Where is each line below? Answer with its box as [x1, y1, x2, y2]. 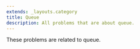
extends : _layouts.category [6, 8, 78, 15]
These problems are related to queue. [6, 36, 101, 44]
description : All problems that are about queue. [6, 20, 135, 26]
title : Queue [6, 14, 40, 20]
